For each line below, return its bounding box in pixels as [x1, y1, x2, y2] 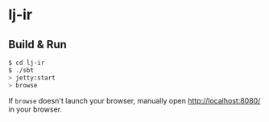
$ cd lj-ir [8, 59, 45, 67]
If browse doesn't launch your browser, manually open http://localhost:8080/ [8, 96, 261, 105]
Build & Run [8, 38, 67, 51]
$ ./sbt [8, 66, 35, 74]
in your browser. [8, 104, 63, 114]
